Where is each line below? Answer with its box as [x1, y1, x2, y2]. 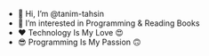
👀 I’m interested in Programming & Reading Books [17, 18, 200, 28]
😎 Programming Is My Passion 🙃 [17, 36, 141, 47]
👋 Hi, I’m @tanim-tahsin [17, 9, 105, 19]
